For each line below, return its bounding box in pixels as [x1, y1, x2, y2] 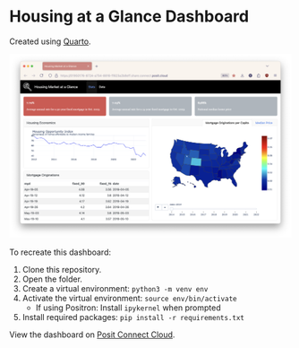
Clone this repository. [21, 265, 102, 275]
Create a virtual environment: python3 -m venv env [21, 283, 209, 294]
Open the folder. [21, 274, 83, 284]
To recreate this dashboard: [9, 247, 112, 257]
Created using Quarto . [9, 36, 91, 47]
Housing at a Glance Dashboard [9, 6, 249, 27]
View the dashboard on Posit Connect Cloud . [9, 329, 175, 340]
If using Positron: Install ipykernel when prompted [35, 302, 221, 313]
